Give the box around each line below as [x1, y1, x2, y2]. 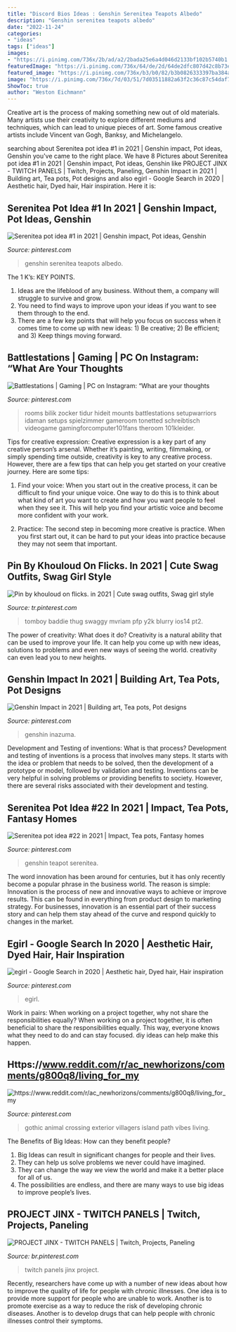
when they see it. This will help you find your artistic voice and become [17, 503, 223, 511]
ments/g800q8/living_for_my [7, 1070, 140, 1082]
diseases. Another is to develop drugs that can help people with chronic [7, 1309, 216, 1317]
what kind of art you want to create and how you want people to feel [17, 496, 216, 504]
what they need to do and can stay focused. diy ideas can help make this [7, 1031, 219, 1039]
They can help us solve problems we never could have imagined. [17, 1158, 206, 1166]
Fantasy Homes [7, 813, 77, 825]
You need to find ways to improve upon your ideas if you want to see [17, 301, 216, 310]
